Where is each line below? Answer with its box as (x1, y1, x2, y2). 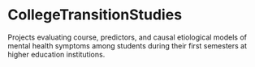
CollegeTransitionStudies (7, 6, 183, 24)
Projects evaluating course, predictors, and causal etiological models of (7, 32, 248, 42)
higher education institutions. (7, 49, 106, 59)
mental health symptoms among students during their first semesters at (7, 40, 248, 50)
